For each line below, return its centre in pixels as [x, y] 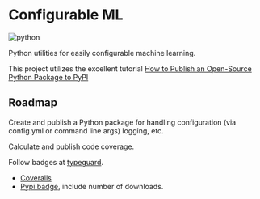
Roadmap [33, 103]
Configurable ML [66, 15]
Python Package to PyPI [48, 77]
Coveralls [36, 178]
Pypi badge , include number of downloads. [92, 186]
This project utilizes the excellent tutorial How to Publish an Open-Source [130, 68]
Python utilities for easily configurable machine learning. [102, 53]
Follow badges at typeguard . [56, 162]
